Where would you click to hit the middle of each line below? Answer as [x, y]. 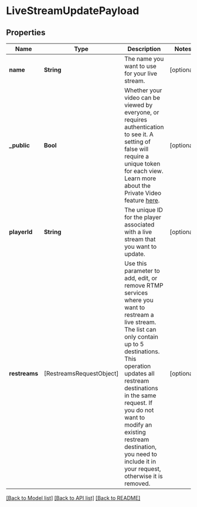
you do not [139, 410]
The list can [140, 329]
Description [144, 49]
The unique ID [143, 210]
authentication [144, 127]
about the [137, 186]
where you [139, 300]
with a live [138, 232]
